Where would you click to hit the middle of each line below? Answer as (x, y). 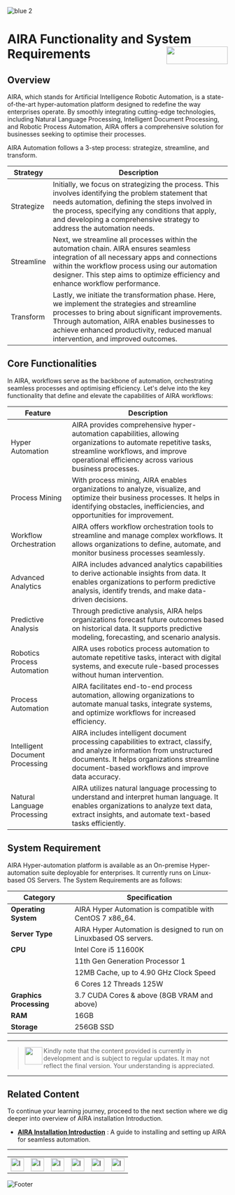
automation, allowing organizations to (133, 695)
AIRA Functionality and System (99, 39)
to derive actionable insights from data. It (139, 573)
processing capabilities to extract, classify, (142, 741)
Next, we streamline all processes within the (125, 240)
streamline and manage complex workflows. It (147, 535)
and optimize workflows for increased (134, 713)
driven (82, 599)
